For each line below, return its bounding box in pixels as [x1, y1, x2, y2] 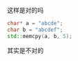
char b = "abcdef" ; [7, 26, 64, 33]
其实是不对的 [7, 46, 43, 54]
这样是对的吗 [7, 6, 43, 14]
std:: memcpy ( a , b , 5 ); [7, 33, 72, 40]
